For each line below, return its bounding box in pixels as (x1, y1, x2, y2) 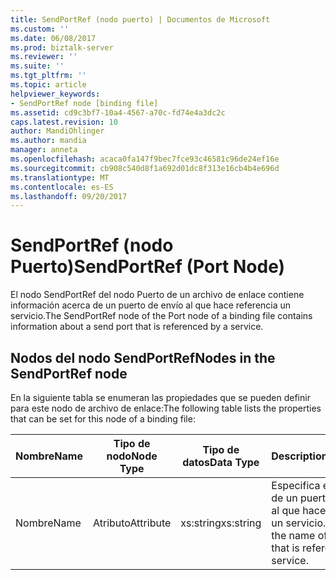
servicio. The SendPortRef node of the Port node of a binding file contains (10, 310, 313, 322)
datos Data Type (182, 456, 260, 469)
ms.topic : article (10, 80, 87, 90)
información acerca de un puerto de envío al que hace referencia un (10, 299, 292, 311)
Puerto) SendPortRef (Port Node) (10, 256, 286, 278)
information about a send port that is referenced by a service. (10, 321, 264, 333)
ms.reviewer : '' (10, 52, 78, 62)
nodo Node (106, 449, 158, 463)
